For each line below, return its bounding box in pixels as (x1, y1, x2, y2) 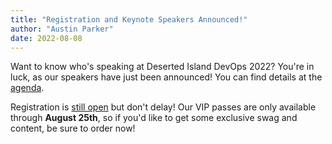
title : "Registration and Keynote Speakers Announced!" (10, 14, 248, 25)
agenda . (10, 82, 45, 94)
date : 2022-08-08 (10, 33, 83, 43)
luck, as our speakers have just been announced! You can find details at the (10, 71, 323, 83)
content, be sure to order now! (10, 122, 136, 135)
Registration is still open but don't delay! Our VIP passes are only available (10, 101, 317, 113)
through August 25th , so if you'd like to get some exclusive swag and (10, 112, 298, 124)
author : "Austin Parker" (10, 24, 114, 34)
